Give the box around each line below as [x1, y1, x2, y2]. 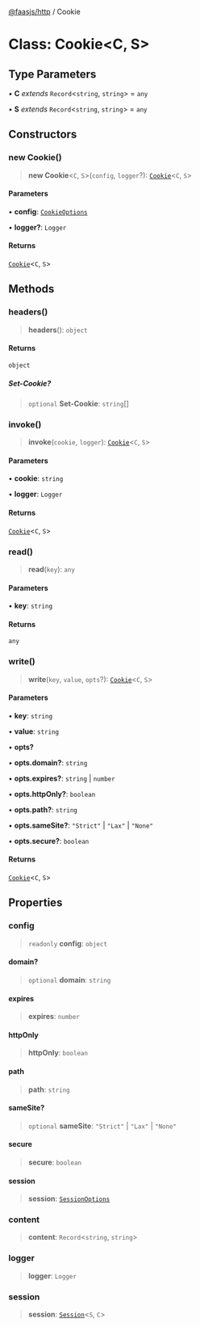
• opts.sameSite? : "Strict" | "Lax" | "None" [8, 820, 154, 830]
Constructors [8, 128, 77, 141]
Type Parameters [8, 67, 97, 81]
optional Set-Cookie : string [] [27, 398, 129, 408]
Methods [8, 282, 55, 296]
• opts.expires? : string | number [8, 773, 115, 783]
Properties [8, 896, 63, 910]
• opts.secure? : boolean [8, 836, 90, 845]
